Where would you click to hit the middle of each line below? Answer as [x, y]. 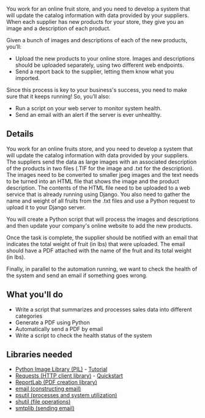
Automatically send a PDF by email [59, 329]
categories [29, 316]
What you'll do [35, 295]
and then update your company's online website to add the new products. [99, 225]
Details [20, 134]
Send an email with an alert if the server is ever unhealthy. [88, 115]
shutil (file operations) [43, 402]
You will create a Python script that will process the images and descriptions [102, 219]
